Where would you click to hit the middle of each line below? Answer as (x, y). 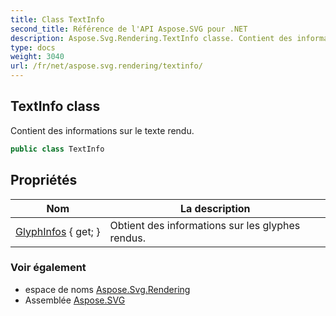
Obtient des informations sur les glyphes (205, 225)
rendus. (127, 238)
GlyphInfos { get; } (58, 231)
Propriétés (44, 180)
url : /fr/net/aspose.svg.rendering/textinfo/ (106, 66)
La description (215, 208)
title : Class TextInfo (57, 19)
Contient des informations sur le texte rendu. (102, 130)
